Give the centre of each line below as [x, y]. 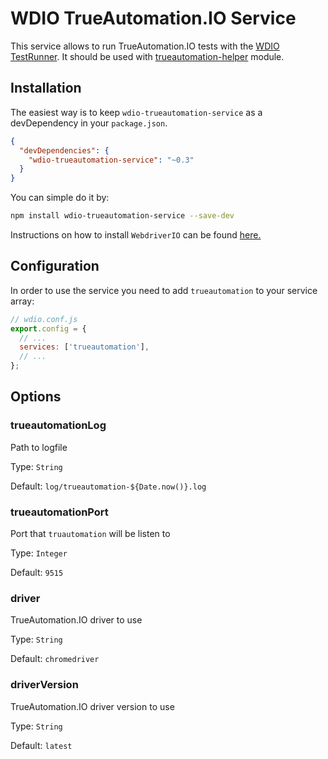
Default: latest [41, 745]
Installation [46, 88]
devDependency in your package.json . [89, 123]
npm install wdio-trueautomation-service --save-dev [122, 216]
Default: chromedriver [55, 659]
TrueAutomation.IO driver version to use [92, 706]
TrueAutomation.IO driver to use [76, 620]
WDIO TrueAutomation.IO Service [153, 18]
